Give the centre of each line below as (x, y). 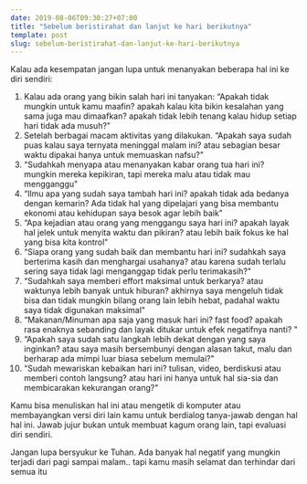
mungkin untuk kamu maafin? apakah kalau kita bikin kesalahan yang (153, 107)
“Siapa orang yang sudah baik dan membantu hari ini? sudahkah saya (155, 252)
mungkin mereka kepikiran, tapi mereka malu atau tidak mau (137, 174)
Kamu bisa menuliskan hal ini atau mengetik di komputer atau (126, 405)
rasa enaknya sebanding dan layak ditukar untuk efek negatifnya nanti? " (160, 330)
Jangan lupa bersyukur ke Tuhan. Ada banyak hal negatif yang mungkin (146, 452)
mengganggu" (51, 184)
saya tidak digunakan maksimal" (84, 310)
